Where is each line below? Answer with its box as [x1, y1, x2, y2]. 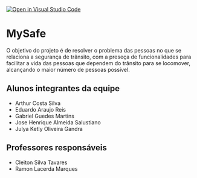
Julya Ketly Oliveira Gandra [15, 125, 83, 132]
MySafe [6, 27, 47, 40]
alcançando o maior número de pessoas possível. [6, 66, 130, 73]
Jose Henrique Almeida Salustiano [15, 118, 101, 126]
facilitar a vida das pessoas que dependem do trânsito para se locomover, [6, 59, 191, 66]
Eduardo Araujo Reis [15, 106, 66, 113]
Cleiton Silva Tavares [15, 159, 68, 166]
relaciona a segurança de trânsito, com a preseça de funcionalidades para [6, 53, 192, 60]
